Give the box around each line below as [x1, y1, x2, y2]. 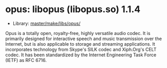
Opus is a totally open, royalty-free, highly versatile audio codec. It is [5, 30, 151, 36]
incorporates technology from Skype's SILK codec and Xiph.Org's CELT [5, 46, 157, 52]
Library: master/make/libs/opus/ [12, 20, 81, 26]
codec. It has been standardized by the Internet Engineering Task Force [5, 52, 157, 58]
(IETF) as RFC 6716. [5, 57, 47, 63]
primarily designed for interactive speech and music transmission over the [5, 36, 162, 42]
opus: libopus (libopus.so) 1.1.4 [5, 4, 141, 15]
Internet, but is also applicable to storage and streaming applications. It [5, 41, 155, 47]
